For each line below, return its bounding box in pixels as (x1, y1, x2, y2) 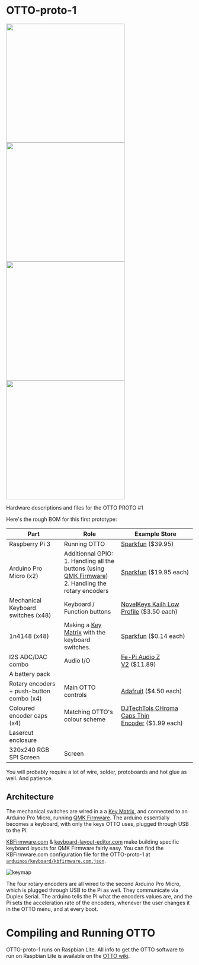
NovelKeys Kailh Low (121, 600, 179, 608)
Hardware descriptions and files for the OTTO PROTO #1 (6, 504, 143, 511)
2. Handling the (64, 579, 107, 587)
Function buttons (64, 607, 111, 615)
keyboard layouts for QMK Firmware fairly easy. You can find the (6, 844, 164, 851)
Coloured (9, 704, 36, 712)
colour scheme (64, 715, 105, 723)
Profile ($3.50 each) (121, 607, 178, 615)
